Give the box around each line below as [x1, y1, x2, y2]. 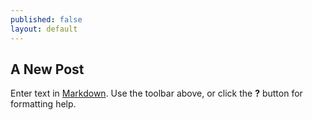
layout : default [10, 24, 78, 34]
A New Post [10, 61, 85, 78]
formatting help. [10, 98, 77, 110]
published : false [10, 14, 83, 25]
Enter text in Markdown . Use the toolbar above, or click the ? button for [10, 87, 303, 100]
